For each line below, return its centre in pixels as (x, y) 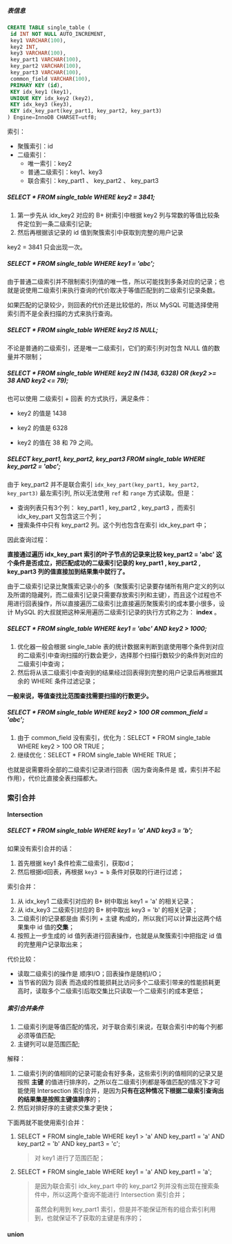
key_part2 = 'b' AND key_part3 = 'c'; (69, 1144)
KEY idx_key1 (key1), (41, 92)
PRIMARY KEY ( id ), (37, 85)
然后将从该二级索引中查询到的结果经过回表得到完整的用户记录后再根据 (117, 672)
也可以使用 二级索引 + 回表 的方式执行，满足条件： (79, 398)
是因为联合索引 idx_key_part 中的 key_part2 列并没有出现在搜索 (124, 1186)
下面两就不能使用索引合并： (47, 1122)
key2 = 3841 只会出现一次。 (47, 247)
